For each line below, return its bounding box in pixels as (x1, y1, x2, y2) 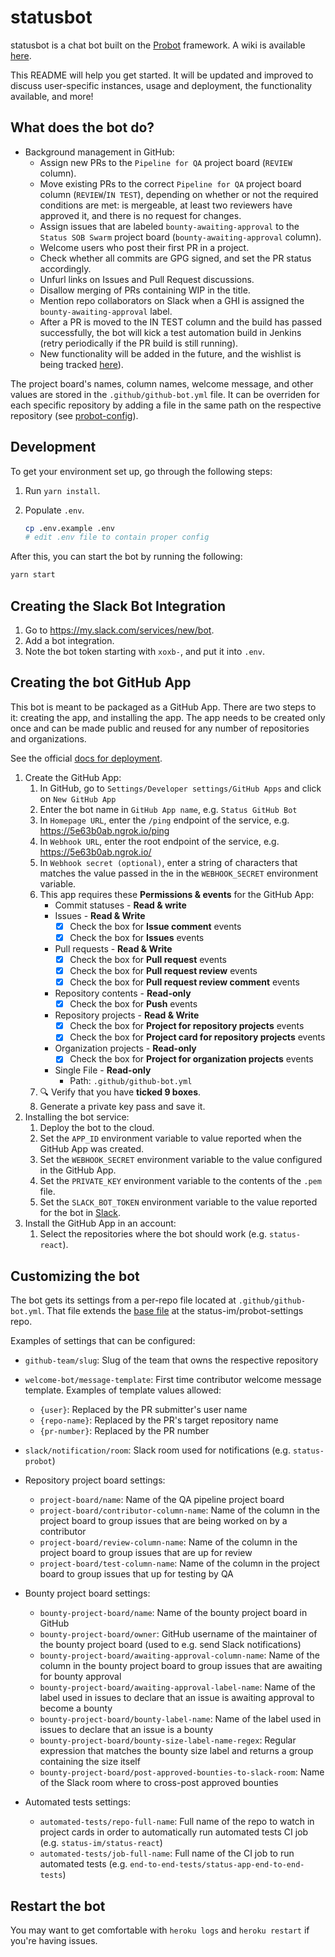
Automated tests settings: (24, 1796, 131, 1808)
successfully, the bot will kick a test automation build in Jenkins (39, 326, 302, 338)
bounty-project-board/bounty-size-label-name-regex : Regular (39, 1734, 297, 1746)
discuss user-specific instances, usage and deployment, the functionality (10, 79, 313, 91)
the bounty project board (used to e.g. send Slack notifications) (39, 1639, 302, 1651)
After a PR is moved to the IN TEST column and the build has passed (39, 316, 322, 328)
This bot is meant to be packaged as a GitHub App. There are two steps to (10, 701, 317, 713)
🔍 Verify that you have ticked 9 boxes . (39, 1086, 202, 1098)
